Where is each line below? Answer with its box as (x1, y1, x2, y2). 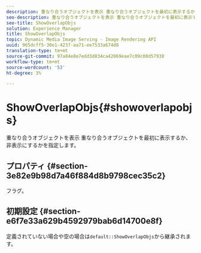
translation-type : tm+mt (6, 48, 68, 54)
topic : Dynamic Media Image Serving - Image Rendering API (6, 36, 157, 42)
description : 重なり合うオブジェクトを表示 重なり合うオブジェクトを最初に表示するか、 (6, 8, 200, 15)
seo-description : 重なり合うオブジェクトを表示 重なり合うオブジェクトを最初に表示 (6, 14, 193, 20)
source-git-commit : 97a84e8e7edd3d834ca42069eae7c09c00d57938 (6, 53, 165, 59)
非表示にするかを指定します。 (6, 142, 80, 149)
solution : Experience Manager (6, 25, 82, 32)
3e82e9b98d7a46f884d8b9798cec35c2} (6, 170, 166, 181)
